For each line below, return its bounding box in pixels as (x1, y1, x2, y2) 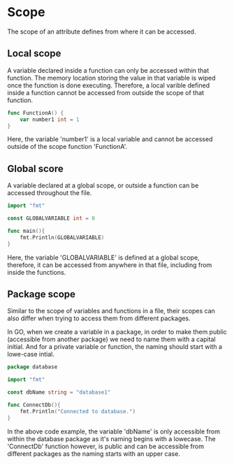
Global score (7, 162, 64, 175)
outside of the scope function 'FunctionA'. (7, 143, 128, 151)
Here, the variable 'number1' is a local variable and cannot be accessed (7, 135, 213, 143)
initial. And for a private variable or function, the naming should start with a (7, 343, 222, 351)
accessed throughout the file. (7, 189, 92, 197)
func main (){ (7, 227, 45, 234)
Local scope (7, 48, 61, 59)
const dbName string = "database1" (7, 389, 111, 396)
